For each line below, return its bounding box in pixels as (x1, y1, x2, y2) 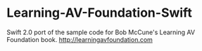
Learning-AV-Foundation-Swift (6, 5, 193, 21)
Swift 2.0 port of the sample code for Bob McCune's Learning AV (6, 28, 195, 36)
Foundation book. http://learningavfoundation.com (6, 35, 153, 43)
